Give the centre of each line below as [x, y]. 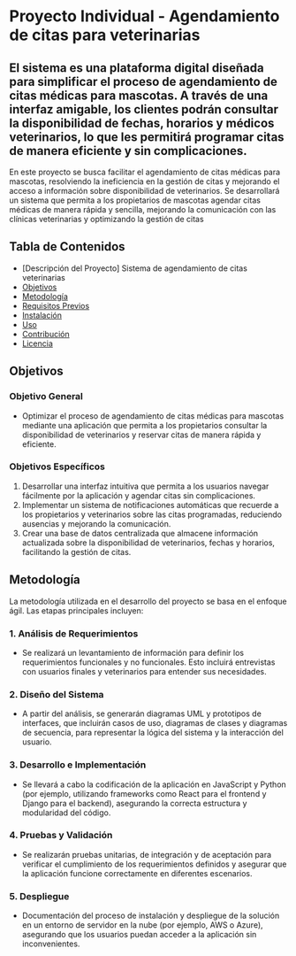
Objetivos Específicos [57, 466]
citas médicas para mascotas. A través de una [139, 95]
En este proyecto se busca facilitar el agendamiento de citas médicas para [145, 172]
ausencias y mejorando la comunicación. [96, 523]
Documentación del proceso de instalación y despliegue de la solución [151, 916]
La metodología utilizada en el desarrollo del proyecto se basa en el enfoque [148, 601]
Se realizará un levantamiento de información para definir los [133, 652]
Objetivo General [46, 397]
